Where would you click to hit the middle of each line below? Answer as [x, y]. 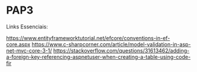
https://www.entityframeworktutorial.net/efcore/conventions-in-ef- [88, 38]
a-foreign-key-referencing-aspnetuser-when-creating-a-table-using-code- [99, 57]
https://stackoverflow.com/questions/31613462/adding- [121, 50]
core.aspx [18, 44]
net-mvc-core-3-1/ [29, 50]
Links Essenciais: [27, 27]
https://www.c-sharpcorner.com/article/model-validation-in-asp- [111, 44]
